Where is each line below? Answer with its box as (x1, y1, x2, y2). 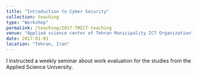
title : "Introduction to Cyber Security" (6, 8, 110, 15)
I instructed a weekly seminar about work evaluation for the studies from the (6, 57, 192, 64)
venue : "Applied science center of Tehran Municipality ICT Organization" (6, 30, 194, 36)
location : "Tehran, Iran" (6, 42, 70, 47)
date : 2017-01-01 (6, 36, 49, 42)
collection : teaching (6, 14, 60, 20)
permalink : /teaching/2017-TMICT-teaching (6, 25, 112, 31)
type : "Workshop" (6, 19, 49, 25)
